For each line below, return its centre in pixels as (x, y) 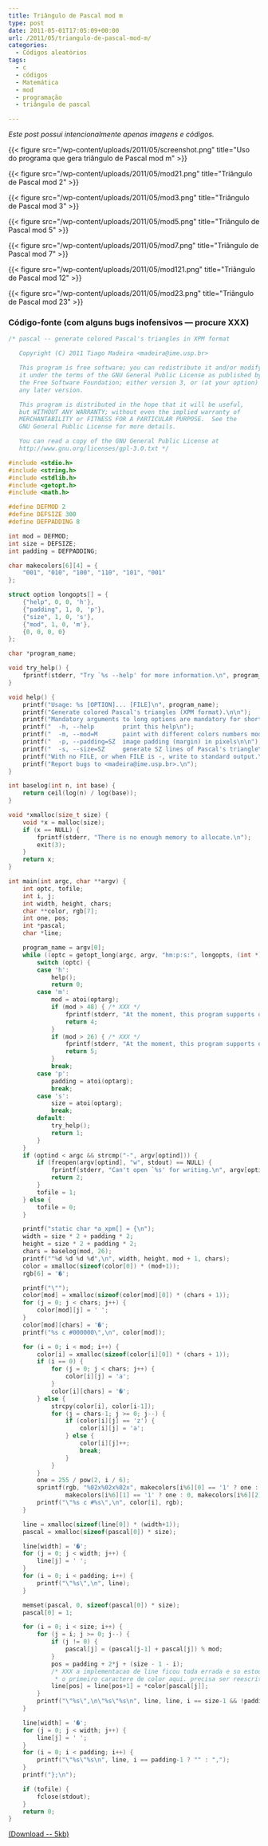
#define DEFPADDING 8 (44, 522)
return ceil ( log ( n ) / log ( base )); (80, 793)
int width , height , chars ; (67, 903)
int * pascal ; (44, 926)
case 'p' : (53, 1074)
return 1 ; (67, 1133)
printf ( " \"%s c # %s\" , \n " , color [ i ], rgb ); (110, 1503)
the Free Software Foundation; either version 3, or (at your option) (139, 383)
